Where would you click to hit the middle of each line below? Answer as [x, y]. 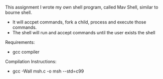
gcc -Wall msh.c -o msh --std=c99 [48, 71]
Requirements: [20, 42]
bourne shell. [19, 12]
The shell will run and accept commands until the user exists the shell [84, 33]
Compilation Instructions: [31, 61]
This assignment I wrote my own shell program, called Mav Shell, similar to [82, 7]
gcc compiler [26, 52]
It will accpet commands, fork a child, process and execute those [79, 22]
